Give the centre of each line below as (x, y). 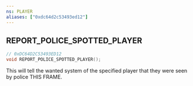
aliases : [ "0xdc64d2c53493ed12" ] (47, 17)
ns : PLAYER (19, 11)
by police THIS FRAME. (34, 77)
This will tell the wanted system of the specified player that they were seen (97, 71)
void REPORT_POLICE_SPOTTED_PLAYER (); (54, 60)
